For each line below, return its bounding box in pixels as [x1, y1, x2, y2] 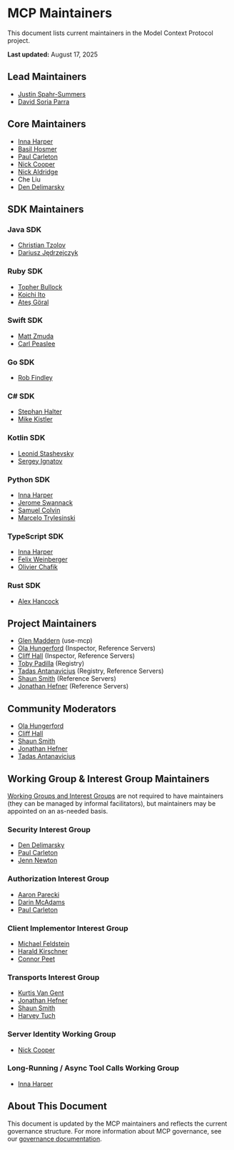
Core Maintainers [7, 118, 87, 130]
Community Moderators [7, 702, 116, 715]
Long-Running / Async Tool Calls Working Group [7, 1063, 180, 1073]
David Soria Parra [17, 97, 70, 106]
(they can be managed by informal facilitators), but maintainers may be [7, 799, 216, 808]
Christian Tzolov [17, 241, 66, 249]
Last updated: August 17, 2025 [7, 50, 98, 59]
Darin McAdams [17, 898, 66, 906]
